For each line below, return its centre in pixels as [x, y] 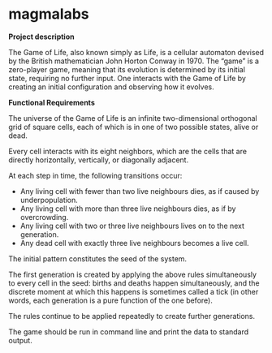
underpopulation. [49, 200]
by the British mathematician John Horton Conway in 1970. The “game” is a [134, 61]
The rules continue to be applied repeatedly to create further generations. [132, 316]
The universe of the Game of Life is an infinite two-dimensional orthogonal [133, 118]
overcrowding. [44, 217]
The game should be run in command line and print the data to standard [129, 331]
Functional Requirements [52, 102]
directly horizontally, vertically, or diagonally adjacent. [99, 160]
